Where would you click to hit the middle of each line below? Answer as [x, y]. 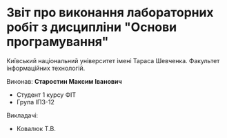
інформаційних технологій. [46, 68]
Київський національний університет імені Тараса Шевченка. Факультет [113, 60]
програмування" [58, 42]
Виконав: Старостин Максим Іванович [64, 81]
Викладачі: [22, 115]
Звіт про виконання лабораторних [110, 13]
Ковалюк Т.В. [36, 128]
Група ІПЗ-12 [35, 102]
